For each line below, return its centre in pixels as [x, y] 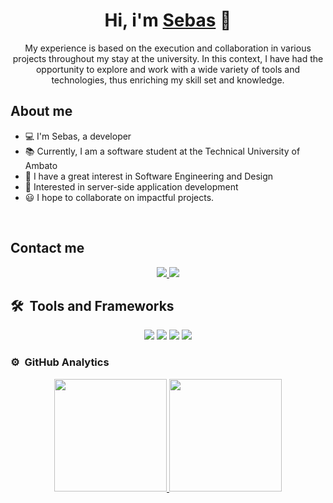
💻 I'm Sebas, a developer [78, 136]
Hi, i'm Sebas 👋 [168, 20]
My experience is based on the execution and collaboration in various [168, 48]
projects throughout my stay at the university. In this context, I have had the [168, 58]
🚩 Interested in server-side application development [131, 186]
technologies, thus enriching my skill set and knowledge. [168, 80]
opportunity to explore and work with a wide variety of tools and [168, 69]
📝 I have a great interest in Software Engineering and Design [149, 176]
